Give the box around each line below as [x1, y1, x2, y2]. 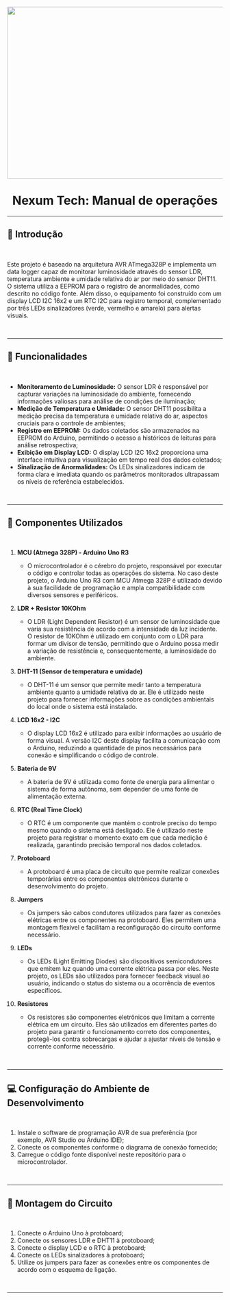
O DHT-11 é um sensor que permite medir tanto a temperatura [27, 681, 201, 689]
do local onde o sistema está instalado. [27, 703, 138, 711]
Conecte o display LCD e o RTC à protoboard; [16, 1244, 146, 1252]
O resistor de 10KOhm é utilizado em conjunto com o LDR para [27, 632, 203, 640]
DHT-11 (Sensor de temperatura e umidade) [16, 667, 143, 675]
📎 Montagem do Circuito [7, 1198, 113, 1209]
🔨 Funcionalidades [7, 351, 88, 363]
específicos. [27, 987, 62, 995]
